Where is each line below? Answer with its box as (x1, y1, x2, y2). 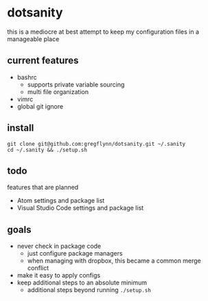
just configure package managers (27, 249, 123, 258)
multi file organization (27, 87, 89, 96)
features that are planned (7, 183, 79, 192)
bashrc (16, 73, 38, 81)
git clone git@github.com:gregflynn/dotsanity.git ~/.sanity (7, 140, 186, 147)
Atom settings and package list (16, 197, 105, 205)
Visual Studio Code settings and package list (16, 204, 144, 212)
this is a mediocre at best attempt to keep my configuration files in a (7, 27, 199, 36)
